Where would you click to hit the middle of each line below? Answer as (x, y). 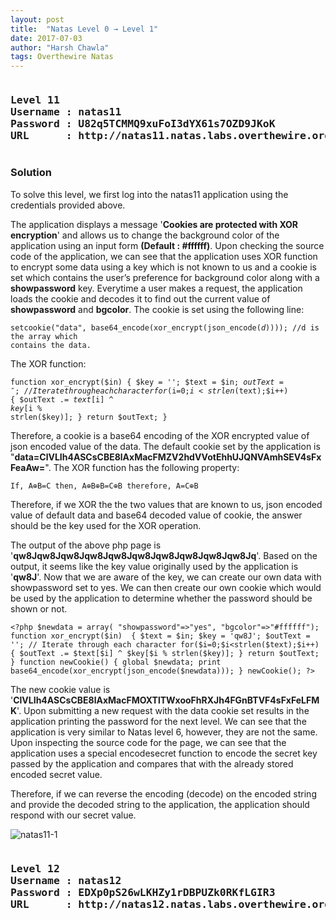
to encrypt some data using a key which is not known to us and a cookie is (163, 267)
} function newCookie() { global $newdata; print (116, 662)
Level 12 (35, 868)
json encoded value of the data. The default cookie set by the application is (165, 446)
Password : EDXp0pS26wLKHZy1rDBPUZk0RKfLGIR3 (143, 892)
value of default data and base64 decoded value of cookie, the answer (156, 515)
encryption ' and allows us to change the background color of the (145, 235)
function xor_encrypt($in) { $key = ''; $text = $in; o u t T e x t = (147, 382)
